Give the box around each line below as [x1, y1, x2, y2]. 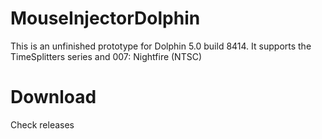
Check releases [10, 118, 75, 131]
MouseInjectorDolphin [10, 7, 201, 30]
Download [10, 86, 97, 109]
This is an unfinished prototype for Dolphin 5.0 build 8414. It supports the [10, 40, 312, 52]
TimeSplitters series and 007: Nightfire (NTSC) [10, 50, 203, 62]
